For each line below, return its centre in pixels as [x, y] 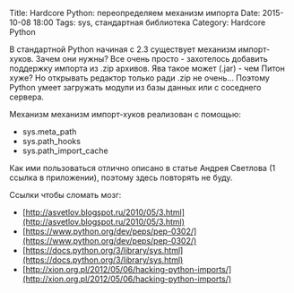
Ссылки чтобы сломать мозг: [65, 195]
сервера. [27, 97]
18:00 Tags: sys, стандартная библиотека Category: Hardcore [149, 22]
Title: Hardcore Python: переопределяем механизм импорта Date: [135, 13]
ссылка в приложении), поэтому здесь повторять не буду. [121, 177]
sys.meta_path [49, 132]
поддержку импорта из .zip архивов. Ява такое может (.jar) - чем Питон [147, 68]
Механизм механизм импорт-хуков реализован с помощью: [125, 114]
